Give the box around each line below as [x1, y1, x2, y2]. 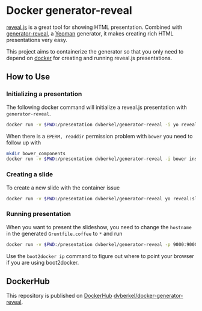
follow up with [6, 139, 41, 146]
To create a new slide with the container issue [6, 184, 120, 191]
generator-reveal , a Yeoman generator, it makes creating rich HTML [6, 29, 174, 37]
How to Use [6, 72, 50, 82]
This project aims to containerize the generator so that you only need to [6, 48, 184, 55]
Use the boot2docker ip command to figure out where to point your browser [6, 252, 194, 259]
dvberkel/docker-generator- [113, 292, 183, 300]
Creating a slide [6, 170, 54, 179]
